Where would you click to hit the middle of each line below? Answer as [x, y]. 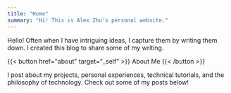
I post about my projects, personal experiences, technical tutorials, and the [116, 75]
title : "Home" [28, 14]
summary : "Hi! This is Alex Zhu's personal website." [88, 20]
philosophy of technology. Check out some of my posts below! [98, 82]
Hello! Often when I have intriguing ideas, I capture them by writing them [112, 40]
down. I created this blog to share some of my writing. [86, 48]
